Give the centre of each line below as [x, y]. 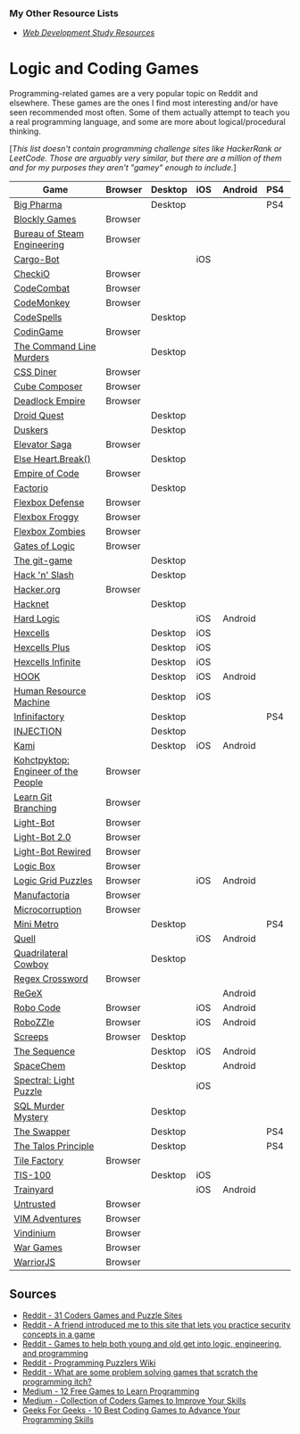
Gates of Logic [45, 546]
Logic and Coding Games [104, 69]
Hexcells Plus [42, 648]
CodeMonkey [42, 303]
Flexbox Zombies [50, 532]
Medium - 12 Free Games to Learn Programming [111, 1391]
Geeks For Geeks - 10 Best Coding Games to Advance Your [131, 1410]
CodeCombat [42, 288]
